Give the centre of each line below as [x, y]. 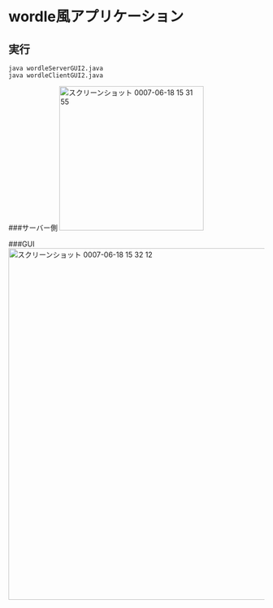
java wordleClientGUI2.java [56, 76]
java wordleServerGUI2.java [56, 68]
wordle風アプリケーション [96, 17]
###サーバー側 [33, 228]
